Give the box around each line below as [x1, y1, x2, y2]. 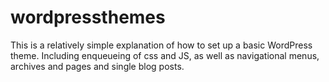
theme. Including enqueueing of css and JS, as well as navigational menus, [10, 49, 320, 61]
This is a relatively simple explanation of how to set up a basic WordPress [10, 39, 313, 51]
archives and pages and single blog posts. [10, 60, 185, 72]
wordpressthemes [10, 6, 166, 29]
